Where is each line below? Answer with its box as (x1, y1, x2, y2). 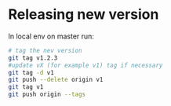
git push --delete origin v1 (8, 76, 104, 84)
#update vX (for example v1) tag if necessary (8, 61, 163, 69)
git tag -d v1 (8, 68, 55, 76)
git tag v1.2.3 (8, 53, 58, 62)
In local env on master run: (8, 31, 94, 41)
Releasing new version (8, 5, 159, 24)
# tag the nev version (8, 46, 82, 54)
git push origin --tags (8, 90, 86, 99)
